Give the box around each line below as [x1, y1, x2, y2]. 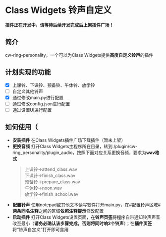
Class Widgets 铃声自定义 [5, 4, 112, 16]
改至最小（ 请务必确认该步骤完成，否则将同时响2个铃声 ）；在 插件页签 [12, 220, 152, 226]
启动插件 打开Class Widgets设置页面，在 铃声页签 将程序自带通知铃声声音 [12, 214, 161, 220]
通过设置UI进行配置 [12, 107, 52, 113]
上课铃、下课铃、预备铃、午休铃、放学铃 [12, 82, 95, 88]
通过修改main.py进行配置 [12, 94, 63, 100]
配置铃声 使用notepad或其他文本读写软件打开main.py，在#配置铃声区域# [12, 202, 161, 208]
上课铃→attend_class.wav [24, 166, 78, 172]
